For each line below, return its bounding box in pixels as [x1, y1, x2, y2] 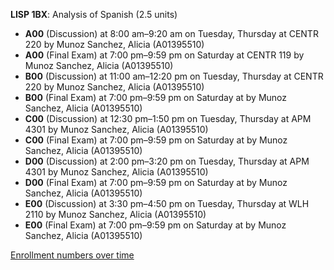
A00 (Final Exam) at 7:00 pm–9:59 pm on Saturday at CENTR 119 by [24, 49, 305, 61]
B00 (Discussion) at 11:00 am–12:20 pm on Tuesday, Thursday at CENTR [24, 70, 324, 82]
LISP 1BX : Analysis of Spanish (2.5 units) [10, 9, 178, 20]
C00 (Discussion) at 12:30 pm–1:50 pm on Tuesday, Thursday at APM [24, 113, 312, 124]
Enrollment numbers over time [10, 249, 135, 261]
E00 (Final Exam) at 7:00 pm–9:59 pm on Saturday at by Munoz [24, 219, 287, 231]
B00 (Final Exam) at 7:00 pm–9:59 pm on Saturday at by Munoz [24, 92, 288, 103]
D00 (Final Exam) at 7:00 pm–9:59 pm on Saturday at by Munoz [24, 177, 288, 188]
